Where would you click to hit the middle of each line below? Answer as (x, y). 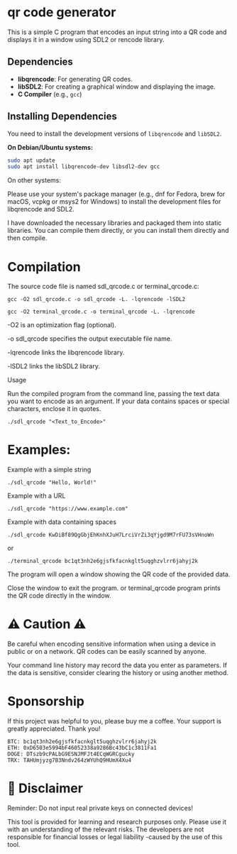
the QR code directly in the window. (59, 596)
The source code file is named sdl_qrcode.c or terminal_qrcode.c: (104, 286)
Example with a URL (37, 496)
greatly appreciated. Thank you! (54, 729)
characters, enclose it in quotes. (54, 409)
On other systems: (34, 180)
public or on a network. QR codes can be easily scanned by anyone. (107, 652)
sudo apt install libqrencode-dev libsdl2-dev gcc (84, 167)
